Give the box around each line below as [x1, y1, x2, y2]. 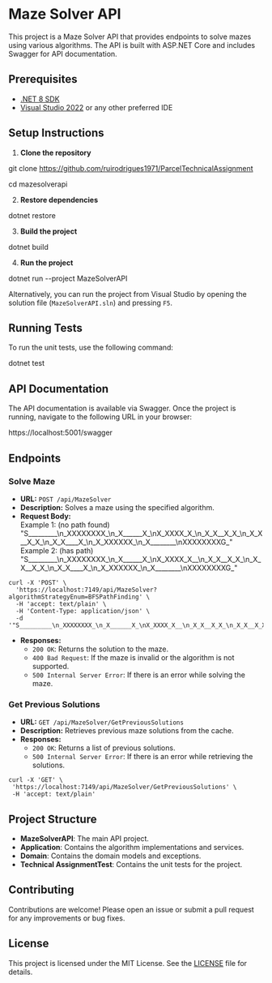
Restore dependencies [19, 195, 99, 204]
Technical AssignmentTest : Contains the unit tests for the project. [19, 859, 243, 869]
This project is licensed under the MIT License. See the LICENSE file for [8, 958, 248, 968]
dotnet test [8, 358, 45, 368]
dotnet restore [8, 210, 57, 220]
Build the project [19, 226, 78, 236]
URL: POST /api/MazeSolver [19, 494, 112, 504]
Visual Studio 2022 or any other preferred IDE [19, 102, 173, 112]
